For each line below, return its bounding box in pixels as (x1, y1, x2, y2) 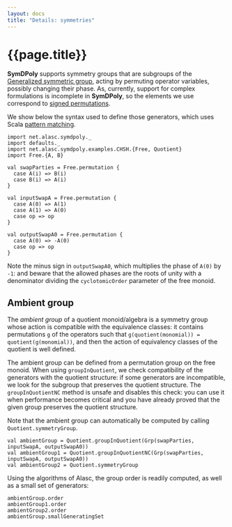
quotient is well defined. (7, 345, 77, 353)
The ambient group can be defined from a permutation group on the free (7, 358, 216, 367)
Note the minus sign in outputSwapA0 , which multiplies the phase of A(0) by (7, 262, 222, 270)
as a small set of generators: (7, 482, 89, 490)
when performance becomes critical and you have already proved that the (7, 395, 221, 404)
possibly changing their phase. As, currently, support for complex (7, 84, 196, 93)
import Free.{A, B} (7, 152, 64, 159)
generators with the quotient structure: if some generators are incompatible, (7, 374, 226, 382)
